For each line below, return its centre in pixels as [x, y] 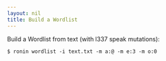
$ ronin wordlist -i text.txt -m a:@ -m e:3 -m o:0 [82, 52]
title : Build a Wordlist [42, 20]
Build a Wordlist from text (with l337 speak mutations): [84, 39]
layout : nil [24, 13]
